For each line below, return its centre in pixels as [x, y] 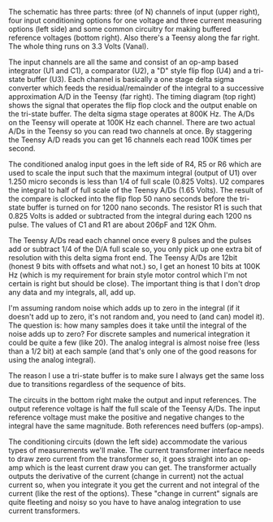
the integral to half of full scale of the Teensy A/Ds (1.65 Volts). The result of [136, 190]
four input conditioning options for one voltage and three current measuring [135, 20]
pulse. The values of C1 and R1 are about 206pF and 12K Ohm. [113, 224]
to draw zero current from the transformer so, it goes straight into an [123, 459]
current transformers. [44, 511]
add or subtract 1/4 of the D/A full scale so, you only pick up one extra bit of [135, 249]
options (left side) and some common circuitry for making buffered [120, 29]
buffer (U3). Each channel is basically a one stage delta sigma [131, 79]
